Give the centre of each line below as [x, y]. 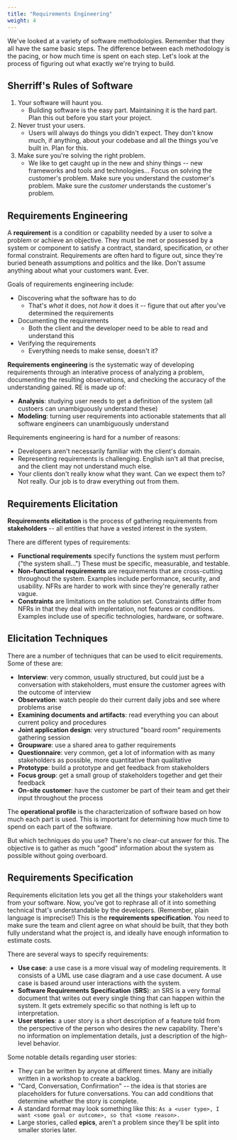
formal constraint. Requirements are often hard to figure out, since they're [115, 256]
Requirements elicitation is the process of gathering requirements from [112, 521]
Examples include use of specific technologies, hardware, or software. [121, 616]
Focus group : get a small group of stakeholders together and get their [120, 775]
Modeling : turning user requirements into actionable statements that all [122, 416]
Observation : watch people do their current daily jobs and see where [119, 700]
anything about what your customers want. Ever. [78, 271]
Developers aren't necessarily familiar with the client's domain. [110, 451]
